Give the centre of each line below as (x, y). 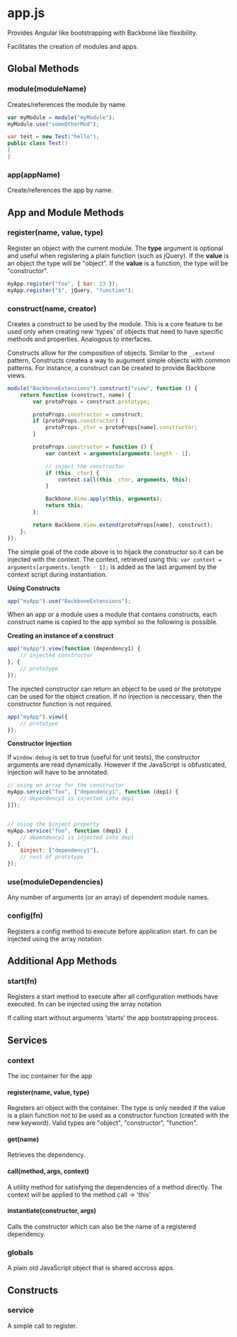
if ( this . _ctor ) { (72, 473)
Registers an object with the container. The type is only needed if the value (116, 1108)
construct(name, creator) (52, 309)
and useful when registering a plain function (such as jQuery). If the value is (118, 255)
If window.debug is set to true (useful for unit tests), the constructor (104, 758)
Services (28, 1040)
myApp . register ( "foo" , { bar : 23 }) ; (63, 284)
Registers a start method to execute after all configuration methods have (113, 997)
